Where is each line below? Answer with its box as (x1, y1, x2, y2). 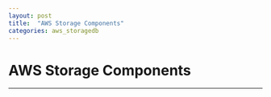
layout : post (8, 11, 52, 20)
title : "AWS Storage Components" (8, 19, 125, 27)
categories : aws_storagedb (8, 26, 99, 34)
